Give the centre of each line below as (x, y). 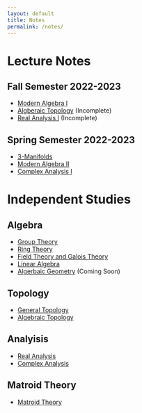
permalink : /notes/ (35, 26)
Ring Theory (35, 249)
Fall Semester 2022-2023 (64, 87)
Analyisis (28, 339)
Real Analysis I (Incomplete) (57, 118)
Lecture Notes (49, 61)
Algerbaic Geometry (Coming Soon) (69, 271)
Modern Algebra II (43, 164)
